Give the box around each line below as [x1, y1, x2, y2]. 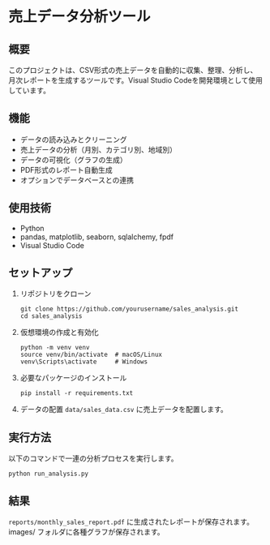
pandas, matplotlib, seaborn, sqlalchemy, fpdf [19, 232, 174, 242]
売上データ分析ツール [8, 7, 152, 26]
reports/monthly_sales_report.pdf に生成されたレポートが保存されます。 [8, 517, 254, 527]
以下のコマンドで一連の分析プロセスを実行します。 [8, 453, 178, 463]
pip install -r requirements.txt [19, 389, 134, 397]
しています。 [8, 86, 51, 95]
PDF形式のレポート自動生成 [19, 165, 114, 174]
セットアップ [8, 266, 73, 280]
